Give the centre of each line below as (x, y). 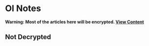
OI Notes (23, 8)
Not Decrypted (28, 37)
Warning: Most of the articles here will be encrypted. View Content (74, 22)
